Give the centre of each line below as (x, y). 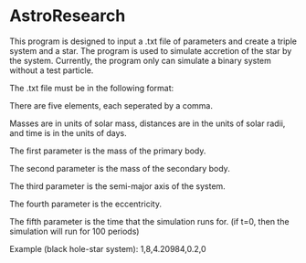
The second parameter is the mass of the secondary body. (120, 168)
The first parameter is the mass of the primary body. (108, 151)
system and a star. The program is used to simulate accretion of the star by (151, 50)
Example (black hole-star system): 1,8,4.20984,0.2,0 (108, 248)
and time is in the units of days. (68, 132)
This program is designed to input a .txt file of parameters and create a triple (153, 41)
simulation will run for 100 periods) (74, 231)
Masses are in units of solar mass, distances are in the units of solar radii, (148, 123)
